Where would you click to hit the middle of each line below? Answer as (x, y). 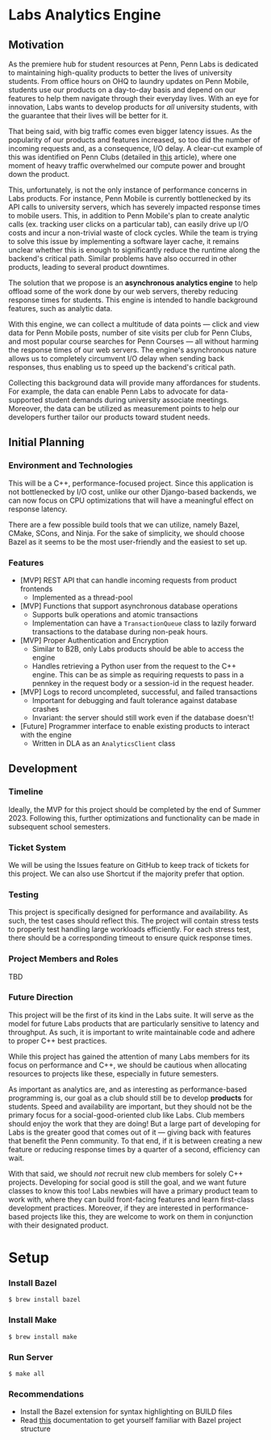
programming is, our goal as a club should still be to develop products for (131, 1097)
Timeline (26, 792)
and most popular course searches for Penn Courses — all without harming (133, 341)
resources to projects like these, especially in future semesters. (114, 1073)
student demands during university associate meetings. (137, 400)
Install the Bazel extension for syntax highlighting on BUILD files (126, 1412)
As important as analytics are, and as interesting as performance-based (128, 1089)
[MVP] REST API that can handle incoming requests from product (128, 580)
